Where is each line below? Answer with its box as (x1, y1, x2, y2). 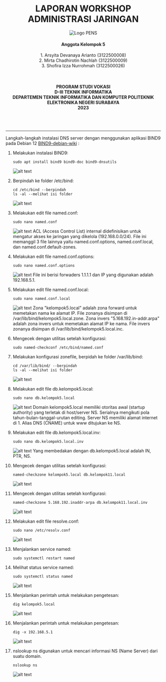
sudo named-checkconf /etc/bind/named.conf (12, 345, 104, 350)
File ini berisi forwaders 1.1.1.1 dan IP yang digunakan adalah (33, 272, 154, 278)
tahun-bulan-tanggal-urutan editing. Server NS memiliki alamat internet (12, 415, 158, 421)
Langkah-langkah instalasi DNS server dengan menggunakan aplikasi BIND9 (5, 135, 161, 141)
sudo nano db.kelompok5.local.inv (12, 439, 84, 444)
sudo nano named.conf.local (12, 296, 70, 301)
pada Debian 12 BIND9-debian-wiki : (5, 141, 80, 146)
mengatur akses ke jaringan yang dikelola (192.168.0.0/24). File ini (12, 234, 147, 240)
